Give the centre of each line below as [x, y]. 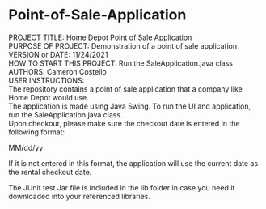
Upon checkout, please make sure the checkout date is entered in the [124, 123]
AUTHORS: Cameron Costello [57, 71]
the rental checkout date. [50, 172]
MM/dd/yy [26, 147]
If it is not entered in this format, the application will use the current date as [133, 163]
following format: [37, 132]
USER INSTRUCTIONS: [46, 80]
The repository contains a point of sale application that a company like [125, 89]
